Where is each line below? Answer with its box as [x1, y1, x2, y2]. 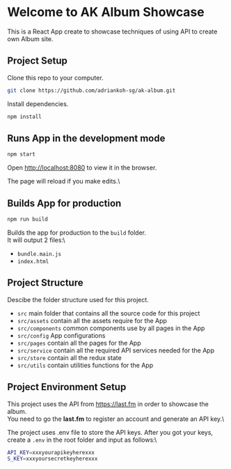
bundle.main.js [17, 251, 62, 258]
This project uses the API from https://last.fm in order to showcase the [7, 399, 209, 408]
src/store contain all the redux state [17, 353, 122, 362]
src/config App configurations [17, 331, 106, 339]
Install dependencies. [7, 99, 69, 108]
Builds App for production [7, 197, 122, 209]
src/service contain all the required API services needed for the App [17, 346, 215, 355]
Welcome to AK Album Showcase [7, 4, 205, 20]
